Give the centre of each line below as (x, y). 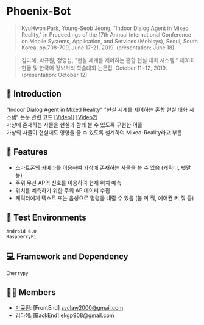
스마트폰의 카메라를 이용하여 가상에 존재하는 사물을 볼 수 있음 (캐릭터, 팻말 (103, 167)
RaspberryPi (21, 237)
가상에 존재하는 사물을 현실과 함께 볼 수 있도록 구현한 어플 (75, 125)
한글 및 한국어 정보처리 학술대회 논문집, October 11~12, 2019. (94, 68)
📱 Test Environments (46, 217)
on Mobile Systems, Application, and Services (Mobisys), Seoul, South (110, 41)
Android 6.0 (21, 232)
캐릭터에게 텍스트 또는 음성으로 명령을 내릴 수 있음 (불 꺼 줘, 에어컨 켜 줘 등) (104, 198)
